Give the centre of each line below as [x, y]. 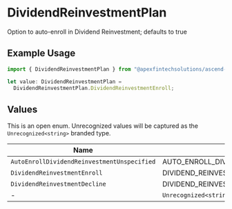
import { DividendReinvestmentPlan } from [69, 69]
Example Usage [41, 53]
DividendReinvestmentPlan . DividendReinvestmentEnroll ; [94, 88]
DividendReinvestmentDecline [58, 184]
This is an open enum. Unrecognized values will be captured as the [103, 126]
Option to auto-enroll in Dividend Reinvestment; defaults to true [97, 32]
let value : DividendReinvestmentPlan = [65, 81]
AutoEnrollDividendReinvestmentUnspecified [83, 162]
